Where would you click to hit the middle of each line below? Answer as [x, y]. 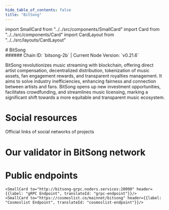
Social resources [41, 118]
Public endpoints [41, 175]
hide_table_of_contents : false [38, 10]
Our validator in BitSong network [75, 152]
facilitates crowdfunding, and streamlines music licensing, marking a [77, 92]
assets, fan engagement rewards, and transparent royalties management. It [83, 76]
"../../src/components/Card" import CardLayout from [60, 34]
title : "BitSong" [24, 15]
